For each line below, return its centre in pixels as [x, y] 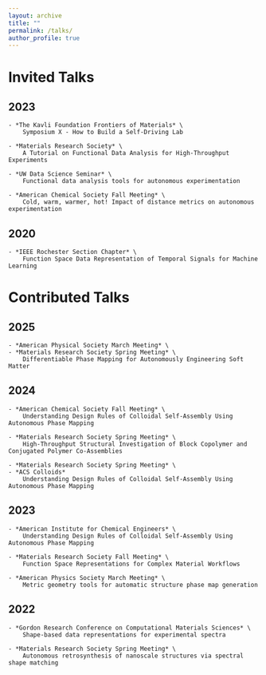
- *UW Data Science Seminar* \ [60, 174]
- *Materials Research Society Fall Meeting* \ [89, 557]
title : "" [25, 23]
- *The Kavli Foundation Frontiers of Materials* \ [96, 125]
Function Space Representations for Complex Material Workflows [131, 564]
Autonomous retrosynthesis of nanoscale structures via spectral [133, 656]
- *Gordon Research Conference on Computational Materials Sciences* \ [129, 628]
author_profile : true [44, 38]
